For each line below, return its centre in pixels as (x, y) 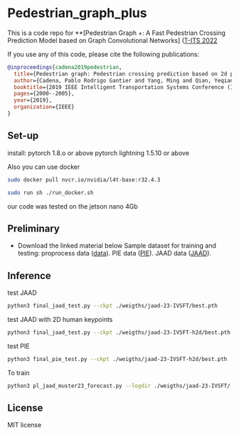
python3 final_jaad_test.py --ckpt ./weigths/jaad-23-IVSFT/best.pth (113, 306)
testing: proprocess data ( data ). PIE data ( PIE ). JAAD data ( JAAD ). (115, 253)
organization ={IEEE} (44, 107)
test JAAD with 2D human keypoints (60, 319)
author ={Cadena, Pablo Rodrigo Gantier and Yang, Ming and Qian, (113, 80)
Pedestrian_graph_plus (77, 13)
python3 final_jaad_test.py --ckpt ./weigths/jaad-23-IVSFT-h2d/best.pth (119, 332)
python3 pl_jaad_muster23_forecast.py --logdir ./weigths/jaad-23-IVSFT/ (119, 386)
